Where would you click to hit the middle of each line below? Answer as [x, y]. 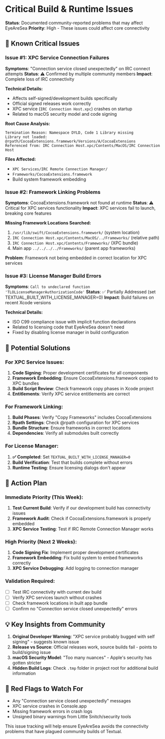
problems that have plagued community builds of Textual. [64, 731]
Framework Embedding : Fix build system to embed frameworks [78, 558]
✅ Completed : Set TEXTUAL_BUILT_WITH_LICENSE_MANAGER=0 [71, 457]
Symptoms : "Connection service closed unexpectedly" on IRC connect [78, 68]
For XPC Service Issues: [35, 362]
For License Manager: [32, 446]
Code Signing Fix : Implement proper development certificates [75, 553]
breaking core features [28, 213]
